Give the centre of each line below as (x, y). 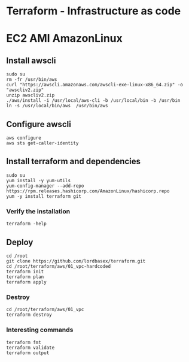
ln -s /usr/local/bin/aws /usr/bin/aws (57, 106)
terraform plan (25, 277)
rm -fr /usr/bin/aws (32, 80)
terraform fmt (24, 342)
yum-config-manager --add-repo (45, 186)
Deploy (20, 242)
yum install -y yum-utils (38, 180)
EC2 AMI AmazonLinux (64, 39)
